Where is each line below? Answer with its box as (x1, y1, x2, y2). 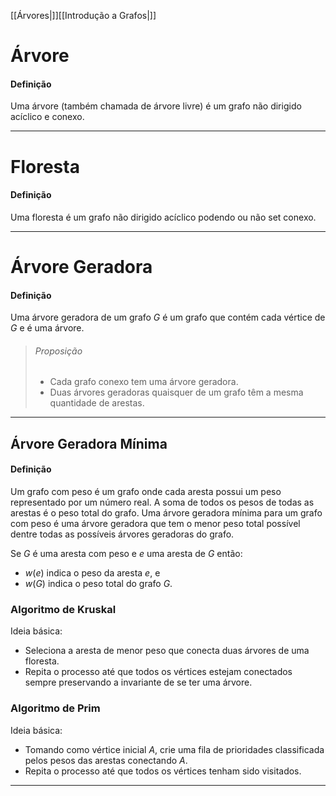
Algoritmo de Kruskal (10, 602, 117, 616)
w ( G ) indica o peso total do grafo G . (24, 577, 173, 589)
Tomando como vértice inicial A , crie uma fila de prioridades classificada (24, 743, 325, 755)
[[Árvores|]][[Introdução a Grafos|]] (10, 10, 157, 21)
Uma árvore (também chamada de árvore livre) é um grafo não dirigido (10, 100, 302, 112)
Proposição (34, 345, 83, 357)
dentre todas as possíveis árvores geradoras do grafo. (10, 528, 235, 540)
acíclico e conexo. (10, 111, 85, 123)
